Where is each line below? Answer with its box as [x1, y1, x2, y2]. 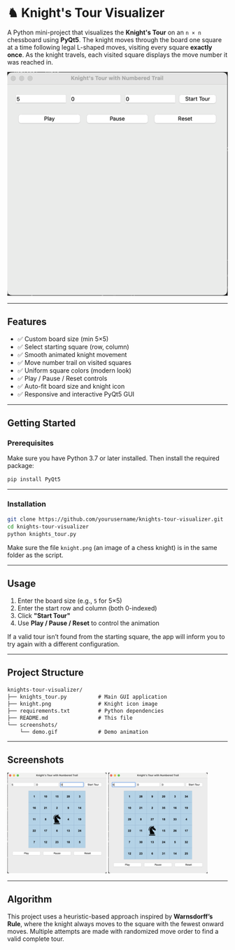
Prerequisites [7, 438, 54, 448]
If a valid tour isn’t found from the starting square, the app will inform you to [7, 632, 225, 641]
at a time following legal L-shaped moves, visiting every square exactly [7, 43, 213, 51]
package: [7, 462, 34, 470]
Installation [7, 500, 47, 509]
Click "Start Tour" [17, 611, 71, 620]
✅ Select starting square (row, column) [17, 342, 129, 351]
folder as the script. [7, 551, 64, 559]
